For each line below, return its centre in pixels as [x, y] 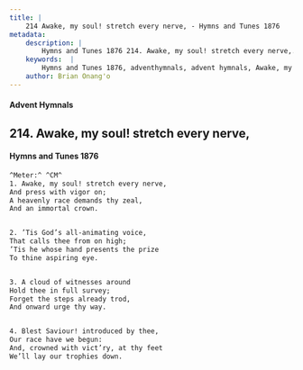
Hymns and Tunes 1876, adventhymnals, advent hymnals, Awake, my [167, 68]
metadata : [28, 34]
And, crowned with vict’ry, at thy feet [87, 348]
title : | [26, 18]
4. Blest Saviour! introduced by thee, [84, 331]
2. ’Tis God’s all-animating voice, [78, 233]
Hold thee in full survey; [60, 290]
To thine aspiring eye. [54, 257]
